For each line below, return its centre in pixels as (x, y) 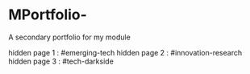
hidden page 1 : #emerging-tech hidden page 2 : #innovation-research (125, 52)
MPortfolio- (48, 15)
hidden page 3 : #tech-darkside (61, 61)
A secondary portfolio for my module (69, 37)
